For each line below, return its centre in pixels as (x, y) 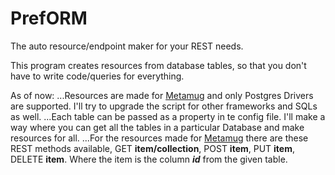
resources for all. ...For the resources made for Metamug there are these (159, 138)
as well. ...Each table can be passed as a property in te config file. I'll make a (168, 116)
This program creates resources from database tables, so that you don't (158, 65)
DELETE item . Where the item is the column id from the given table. (149, 159)
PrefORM (49, 18)
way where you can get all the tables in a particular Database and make (157, 127)
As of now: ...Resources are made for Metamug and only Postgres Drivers (162, 95)
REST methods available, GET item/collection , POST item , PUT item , (153, 148)
